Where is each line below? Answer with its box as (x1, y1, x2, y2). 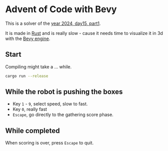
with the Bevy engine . (5, 35, 50, 42)
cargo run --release (5, 73, 49, 79)
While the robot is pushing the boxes (5, 88, 123, 96)
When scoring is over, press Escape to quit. (5, 140, 94, 146)
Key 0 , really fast (12, 106, 47, 112)
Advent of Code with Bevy (5, 4, 117, 15)
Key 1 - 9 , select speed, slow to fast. (12, 101, 88, 107)
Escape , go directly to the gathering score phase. (12, 111, 114, 118)
